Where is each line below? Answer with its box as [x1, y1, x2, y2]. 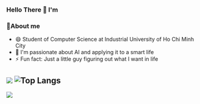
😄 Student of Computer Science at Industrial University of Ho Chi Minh [15, 36, 195, 43]
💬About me [6, 21, 41, 30]
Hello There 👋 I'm [6, 5, 59, 14]
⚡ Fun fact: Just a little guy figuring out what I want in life [15, 55, 159, 63]
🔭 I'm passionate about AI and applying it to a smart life [15, 49, 154, 56]
